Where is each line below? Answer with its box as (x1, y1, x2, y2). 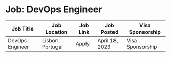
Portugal (42, 43, 63, 50)
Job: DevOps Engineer (5, 4, 102, 15)
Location (45, 28, 68, 35)
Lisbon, (42, 37, 60, 44)
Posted (101, 28, 119, 35)
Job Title (11, 25, 34, 32)
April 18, (97, 37, 118, 44)
